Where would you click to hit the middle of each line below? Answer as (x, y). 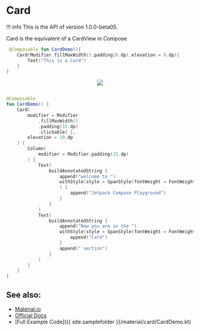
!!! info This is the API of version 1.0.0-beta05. (62, 27)
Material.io (28, 309)
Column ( (37, 149)
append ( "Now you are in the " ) (98, 226)
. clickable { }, (57, 132)
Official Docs (31, 315)
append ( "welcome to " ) (87, 177)
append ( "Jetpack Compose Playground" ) (118, 193)
